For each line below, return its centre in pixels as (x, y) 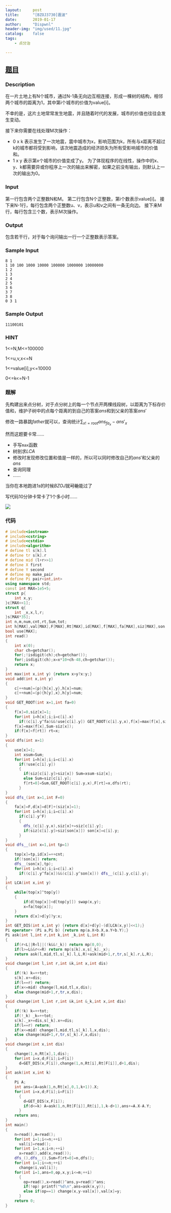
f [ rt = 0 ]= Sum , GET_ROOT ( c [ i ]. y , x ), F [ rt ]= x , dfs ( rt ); (77, 783)
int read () (17, 636)
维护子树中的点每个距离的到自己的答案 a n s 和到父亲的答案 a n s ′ (82, 411)
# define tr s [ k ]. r (26, 555)
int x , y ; (24, 598)
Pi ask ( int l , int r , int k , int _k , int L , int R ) (55, 935)
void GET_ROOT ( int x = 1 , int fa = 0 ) (41, 702)
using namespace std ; (28, 584)
